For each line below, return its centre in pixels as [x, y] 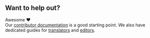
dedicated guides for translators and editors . [50, 30]
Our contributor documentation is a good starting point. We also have [75, 25]
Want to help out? [33, 8]
